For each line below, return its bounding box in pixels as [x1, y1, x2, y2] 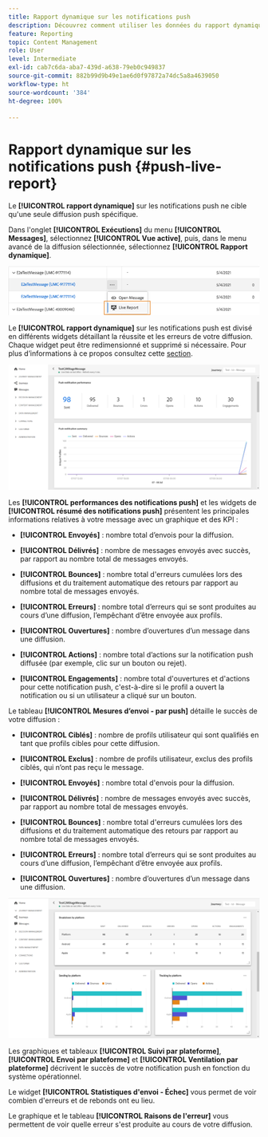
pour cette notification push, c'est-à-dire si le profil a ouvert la [19, 682, 225, 692]
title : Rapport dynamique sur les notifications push [8, 13, 191, 21]
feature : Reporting [8, 30, 73, 38]
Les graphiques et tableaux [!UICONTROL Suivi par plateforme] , [8, 1046, 222, 1056]
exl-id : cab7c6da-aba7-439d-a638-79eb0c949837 [8, 64, 166, 72]
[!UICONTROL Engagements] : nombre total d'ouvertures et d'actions [19, 673, 250, 683]
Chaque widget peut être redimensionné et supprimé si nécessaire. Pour [8, 340, 247, 350]
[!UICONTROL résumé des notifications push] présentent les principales [8, 506, 250, 515]
